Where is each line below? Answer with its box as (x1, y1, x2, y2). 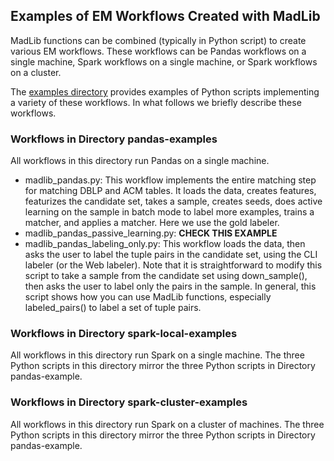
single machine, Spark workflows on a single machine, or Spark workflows (10, 55, 318, 68)
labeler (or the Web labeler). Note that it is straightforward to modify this (24, 259, 323, 271)
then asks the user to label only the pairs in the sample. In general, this (24, 280, 317, 293)
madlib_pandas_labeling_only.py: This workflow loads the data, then (24, 238, 306, 250)
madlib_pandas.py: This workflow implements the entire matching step (24, 174, 317, 186)
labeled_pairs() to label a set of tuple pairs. (24, 302, 202, 314)
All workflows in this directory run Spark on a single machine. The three (10, 349, 305, 361)
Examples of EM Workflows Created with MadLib (10, 8, 321, 25)
